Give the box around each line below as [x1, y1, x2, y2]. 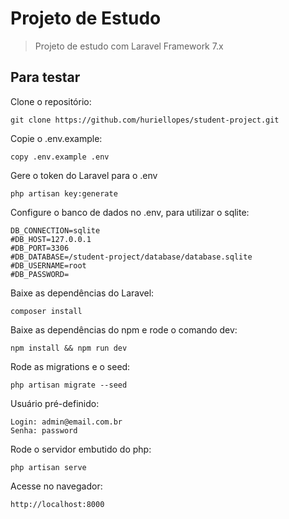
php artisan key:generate [10, 188, 118, 199]
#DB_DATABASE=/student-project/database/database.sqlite [10, 252, 253, 262]
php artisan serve [10, 462, 87, 472]
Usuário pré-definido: [10, 397, 100, 409]
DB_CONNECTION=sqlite [10, 225, 101, 236]
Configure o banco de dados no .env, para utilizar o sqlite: [10, 206, 250, 218]
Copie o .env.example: [10, 132, 103, 144]
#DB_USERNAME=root [10, 260, 87, 271]
